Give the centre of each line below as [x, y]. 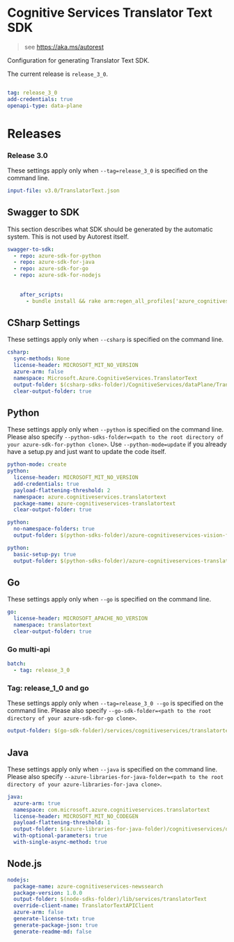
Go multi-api [29, 649]
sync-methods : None [42, 359]
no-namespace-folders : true [54, 529]
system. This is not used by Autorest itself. [68, 236]
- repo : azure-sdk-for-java [54, 262]
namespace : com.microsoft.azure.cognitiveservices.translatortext [112, 810]
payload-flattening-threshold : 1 [62, 823]
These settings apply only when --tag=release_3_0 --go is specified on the [116, 703]
